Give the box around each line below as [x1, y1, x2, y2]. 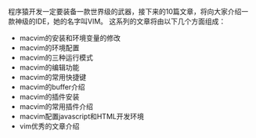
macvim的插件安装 [19, 93, 80, 101]
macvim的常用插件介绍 [19, 102, 94, 111]
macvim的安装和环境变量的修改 [19, 34, 121, 42]
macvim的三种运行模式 [19, 53, 94, 62]
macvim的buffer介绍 [19, 82, 85, 92]
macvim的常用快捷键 [19, 73, 87, 82]
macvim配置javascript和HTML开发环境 [19, 112, 145, 121]
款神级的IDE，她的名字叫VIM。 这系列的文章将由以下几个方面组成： [8, 16, 226, 26]
